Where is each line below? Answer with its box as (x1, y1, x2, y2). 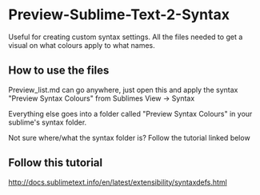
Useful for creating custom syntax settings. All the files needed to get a (8, 32, 243, 42)
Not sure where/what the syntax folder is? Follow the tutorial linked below (8, 133, 250, 142)
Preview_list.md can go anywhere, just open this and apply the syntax (8, 85, 238, 94)
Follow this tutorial (8, 156, 102, 169)
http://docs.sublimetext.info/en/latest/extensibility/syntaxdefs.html (8, 177, 228, 187)
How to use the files (8, 64, 110, 78)
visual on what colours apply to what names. (8, 40, 156, 50)
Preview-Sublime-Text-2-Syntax (8, 6, 230, 24)
